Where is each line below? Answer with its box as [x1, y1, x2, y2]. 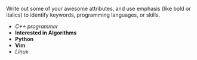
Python [14, 36, 34, 42]
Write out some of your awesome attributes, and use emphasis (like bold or [6, 5, 191, 12]
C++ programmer [14, 23, 59, 30]
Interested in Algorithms [14, 29, 77, 36]
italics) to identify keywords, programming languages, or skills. [6, 11, 161, 18]
